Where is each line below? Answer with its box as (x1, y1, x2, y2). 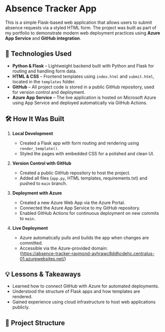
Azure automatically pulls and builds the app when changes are (19, 234, 149, 241)
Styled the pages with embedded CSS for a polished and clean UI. (19, 150, 155, 156)
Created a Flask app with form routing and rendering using (19, 140, 139, 146)
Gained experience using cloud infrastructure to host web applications (12, 299, 156, 305)
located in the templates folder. (12, 78, 76, 84)
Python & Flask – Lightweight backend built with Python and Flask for (12, 63, 154, 68)
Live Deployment (12, 225, 48, 231)
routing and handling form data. (12, 68, 77, 74)
